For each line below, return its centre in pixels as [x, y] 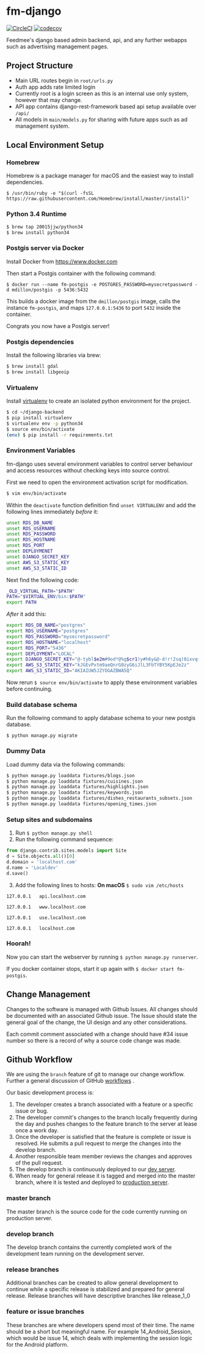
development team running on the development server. [75, 1254]
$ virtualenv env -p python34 [45, 423]
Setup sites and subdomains [49, 819]
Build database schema [42, 704]
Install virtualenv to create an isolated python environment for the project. [99, 401]
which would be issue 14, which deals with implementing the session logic [99, 1338]
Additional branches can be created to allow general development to [92, 1283]
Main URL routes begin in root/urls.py [64, 80]
